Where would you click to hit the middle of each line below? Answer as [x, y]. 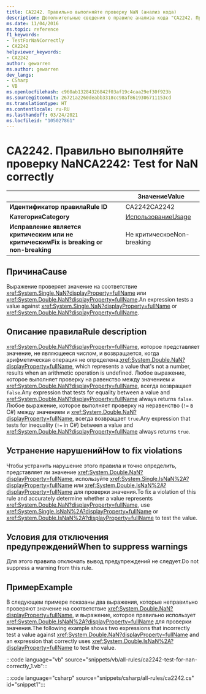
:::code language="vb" [35, 660]
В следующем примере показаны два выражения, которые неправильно [102, 602]
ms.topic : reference [33, 29]
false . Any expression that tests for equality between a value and [88, 392]
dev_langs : [20, 75]
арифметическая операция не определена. [63, 359]
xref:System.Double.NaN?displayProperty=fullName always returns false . [100, 399]
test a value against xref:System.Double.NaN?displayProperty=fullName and [103, 635]
